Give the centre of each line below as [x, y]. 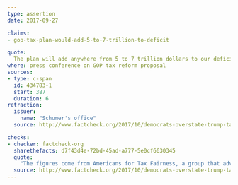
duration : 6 [32, 99]
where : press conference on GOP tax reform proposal [87, 66]
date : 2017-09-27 [33, 20]
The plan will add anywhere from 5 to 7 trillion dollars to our [112, 59]
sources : [20, 72]
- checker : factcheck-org [45, 144]
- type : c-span [30, 78]
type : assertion [31, 14]
